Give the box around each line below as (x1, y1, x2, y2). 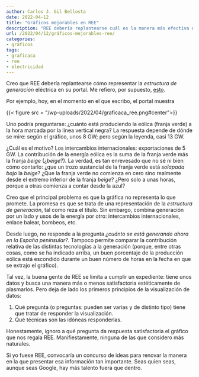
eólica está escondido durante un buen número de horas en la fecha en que (6, 256, 191, 263)
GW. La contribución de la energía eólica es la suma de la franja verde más (6, 151, 188, 158)
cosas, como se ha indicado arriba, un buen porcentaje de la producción (6, 249, 184, 256)
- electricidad (6, 63, 44, 70)
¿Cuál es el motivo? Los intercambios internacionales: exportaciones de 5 (6, 144, 186, 152)
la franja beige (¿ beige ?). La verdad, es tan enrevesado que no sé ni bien (6, 157, 184, 165)
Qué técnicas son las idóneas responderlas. (14, 316, 122, 323)
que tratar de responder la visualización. (14, 310, 114, 317)
